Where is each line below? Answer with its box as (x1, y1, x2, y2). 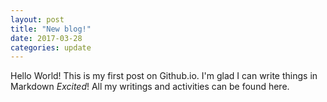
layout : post (10, 14, 65, 25)
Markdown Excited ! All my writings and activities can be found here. (10, 81, 290, 93)
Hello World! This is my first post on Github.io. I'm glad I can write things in (10, 70, 318, 82)
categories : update (10, 42, 92, 53)
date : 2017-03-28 (10, 33, 83, 43)
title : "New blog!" (10, 24, 92, 34)
